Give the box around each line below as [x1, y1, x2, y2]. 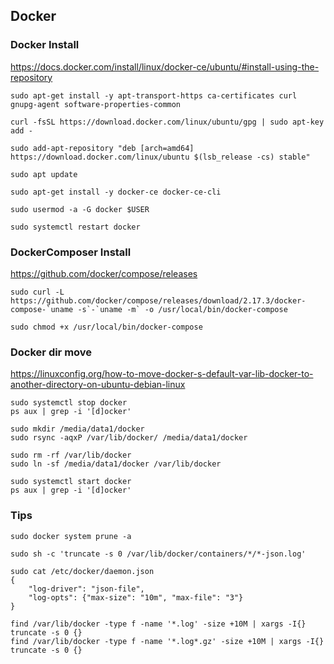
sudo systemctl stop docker [10, 398, 128, 408]
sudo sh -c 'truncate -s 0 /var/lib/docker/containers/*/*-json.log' [10, 549, 307, 559]
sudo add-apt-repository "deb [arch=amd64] [10, 143, 195, 153]
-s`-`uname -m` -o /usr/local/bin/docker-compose [77, 304, 288, 314]
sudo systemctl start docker [10, 477, 132, 487]
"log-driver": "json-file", [28, 584, 145, 594]
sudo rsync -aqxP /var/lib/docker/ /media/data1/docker [10, 433, 248, 443]
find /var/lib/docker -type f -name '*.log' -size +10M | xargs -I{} [10, 619, 307, 629]
